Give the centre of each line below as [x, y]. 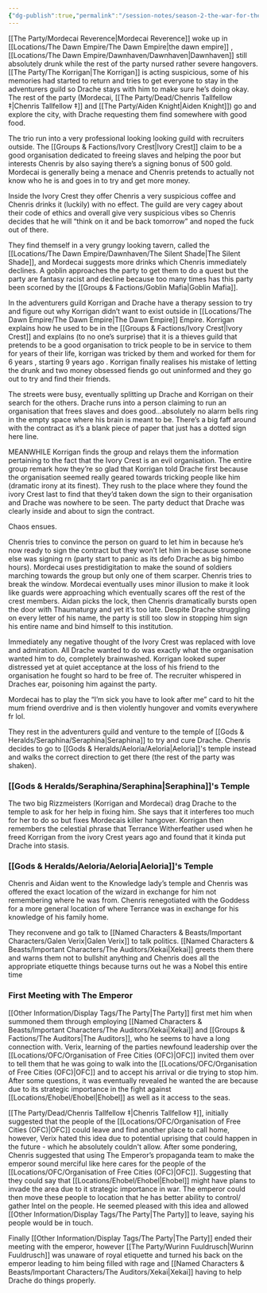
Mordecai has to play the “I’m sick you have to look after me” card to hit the [132, 699]
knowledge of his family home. [58, 917]
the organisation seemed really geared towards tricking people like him [124, 477]
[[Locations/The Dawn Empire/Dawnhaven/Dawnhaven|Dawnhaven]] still [128, 55]
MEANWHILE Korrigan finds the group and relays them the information [124, 452]
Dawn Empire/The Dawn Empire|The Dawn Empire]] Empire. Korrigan [122, 320]
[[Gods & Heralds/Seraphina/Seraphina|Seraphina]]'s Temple [129, 786]
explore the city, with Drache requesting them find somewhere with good [128, 114]
